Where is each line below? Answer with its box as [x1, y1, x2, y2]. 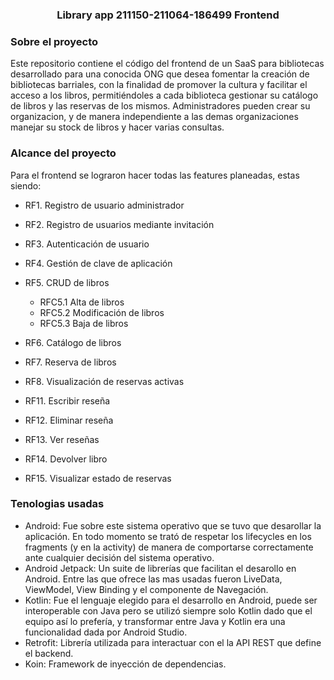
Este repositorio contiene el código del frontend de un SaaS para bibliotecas [10, 58, 325, 70]
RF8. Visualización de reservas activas [24, 375, 185, 387]
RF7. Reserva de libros [24, 356, 117, 368]
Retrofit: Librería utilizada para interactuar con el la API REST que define [24, 636, 322, 648]
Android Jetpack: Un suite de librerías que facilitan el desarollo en [24, 562, 297, 574]
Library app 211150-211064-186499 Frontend [56, 8, 280, 22]
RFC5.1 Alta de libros [39, 296, 125, 308]
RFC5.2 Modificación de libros [39, 306, 165, 318]
